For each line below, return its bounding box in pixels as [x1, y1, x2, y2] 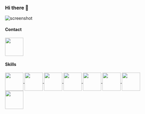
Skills [5, 62, 17, 67]
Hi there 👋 [5, 4, 29, 11]
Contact [5, 26, 22, 32]
